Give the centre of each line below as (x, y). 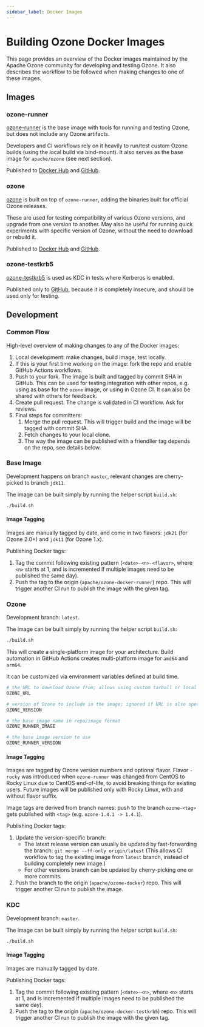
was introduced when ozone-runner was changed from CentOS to (103, 776)
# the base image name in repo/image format (63, 721)
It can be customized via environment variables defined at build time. (93, 676)
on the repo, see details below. (63, 447)
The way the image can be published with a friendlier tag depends (107, 441)
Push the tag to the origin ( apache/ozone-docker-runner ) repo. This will (103, 582)
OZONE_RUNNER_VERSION (34, 743)
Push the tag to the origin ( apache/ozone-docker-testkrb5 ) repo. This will (106, 1011)
